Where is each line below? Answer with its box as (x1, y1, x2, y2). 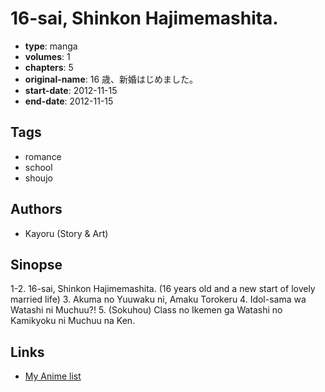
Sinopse (10, 256, 63, 273)
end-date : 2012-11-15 (24, 95, 114, 107)
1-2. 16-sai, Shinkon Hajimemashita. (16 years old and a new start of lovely (10, 283, 316, 295)
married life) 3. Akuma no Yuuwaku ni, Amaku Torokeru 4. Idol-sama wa (10, 293, 307, 306)
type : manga (24, 40, 78, 52)
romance (24, 150, 62, 162)
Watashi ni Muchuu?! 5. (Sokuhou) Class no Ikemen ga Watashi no (10, 304, 283, 316)
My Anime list (24, 370, 82, 382)
